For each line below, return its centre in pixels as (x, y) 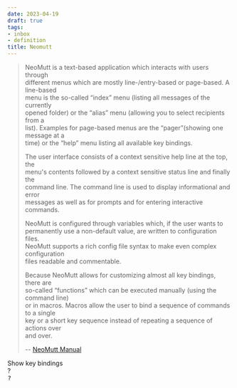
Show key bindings (35, 363)
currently (38, 105)
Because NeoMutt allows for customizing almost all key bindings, (120, 275)
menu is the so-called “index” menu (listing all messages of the (117, 98)
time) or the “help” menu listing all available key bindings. (109, 143)
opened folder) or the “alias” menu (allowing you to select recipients (125, 112)
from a (35, 120)
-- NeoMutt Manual (53, 349)
